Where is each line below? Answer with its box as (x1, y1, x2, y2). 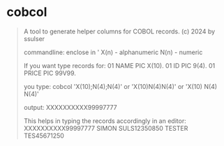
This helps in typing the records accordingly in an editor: (23, 116, 186, 125)
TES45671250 (23, 131, 64, 140)
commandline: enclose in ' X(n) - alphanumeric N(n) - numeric (23, 48, 203, 56)
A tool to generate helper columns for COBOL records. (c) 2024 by (23, 27, 216, 35)
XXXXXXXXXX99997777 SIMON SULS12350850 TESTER (23, 124, 188, 132)
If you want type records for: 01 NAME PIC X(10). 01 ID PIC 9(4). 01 (23, 61, 216, 70)
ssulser (23, 34, 45, 42)
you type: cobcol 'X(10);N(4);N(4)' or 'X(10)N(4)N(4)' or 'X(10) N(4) (23, 82, 218, 90)
